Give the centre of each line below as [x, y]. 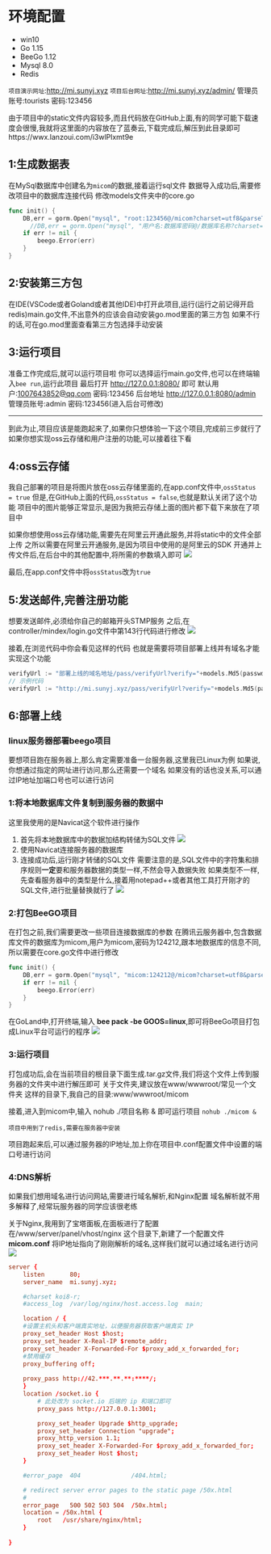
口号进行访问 [29, 1154]
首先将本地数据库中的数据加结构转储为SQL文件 [98, 839]
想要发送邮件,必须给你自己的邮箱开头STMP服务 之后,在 [99, 621]
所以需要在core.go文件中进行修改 [64, 952]
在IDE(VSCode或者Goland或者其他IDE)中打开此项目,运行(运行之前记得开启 [131, 304]
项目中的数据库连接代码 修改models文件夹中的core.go [105, 196]
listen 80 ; [52, 1274]
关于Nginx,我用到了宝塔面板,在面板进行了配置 [84, 1223]
